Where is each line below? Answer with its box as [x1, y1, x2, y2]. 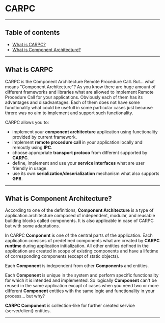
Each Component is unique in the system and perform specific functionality [5, 273, 159, 278]
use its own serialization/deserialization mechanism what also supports [12, 170, 160, 176]
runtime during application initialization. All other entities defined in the [5, 243, 149, 249]
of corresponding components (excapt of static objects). [5, 253, 120, 259]
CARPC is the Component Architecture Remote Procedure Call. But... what [5, 78, 155, 84]
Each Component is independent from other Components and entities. [5, 263, 149, 269]
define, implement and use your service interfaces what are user [12, 160, 145, 166]
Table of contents [5, 28, 60, 37]
